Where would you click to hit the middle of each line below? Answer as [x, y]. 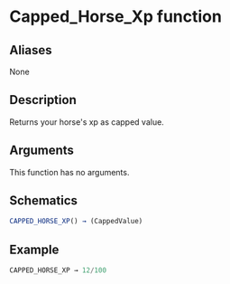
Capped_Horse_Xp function [116, 17]
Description [43, 100]
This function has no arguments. [69, 172]
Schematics [44, 201]
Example [34, 249]
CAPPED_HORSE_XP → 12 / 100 [58, 270]
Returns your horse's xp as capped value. [87, 122]
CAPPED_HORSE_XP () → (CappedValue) [76, 222]
